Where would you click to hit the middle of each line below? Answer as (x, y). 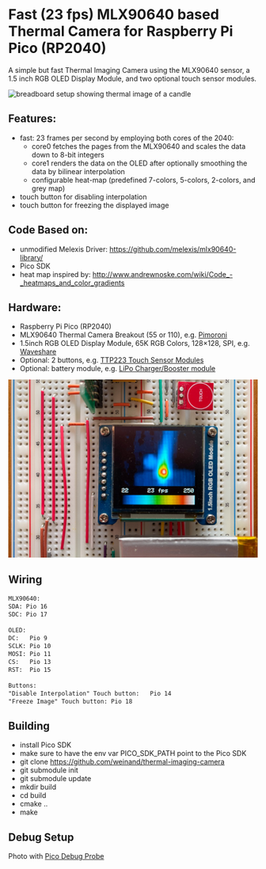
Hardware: (35, 307)
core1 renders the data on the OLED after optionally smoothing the (139, 163)
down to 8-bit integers (68, 154)
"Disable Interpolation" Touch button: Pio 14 (90, 694)
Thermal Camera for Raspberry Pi (121, 31)
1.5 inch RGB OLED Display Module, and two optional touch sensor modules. (133, 78)
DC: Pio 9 (28, 639)
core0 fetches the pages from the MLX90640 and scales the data (139, 146)
